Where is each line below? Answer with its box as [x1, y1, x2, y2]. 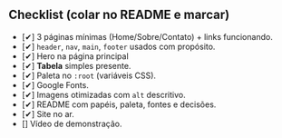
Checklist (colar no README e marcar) [8, 7, 230, 23]
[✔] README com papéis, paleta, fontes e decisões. [21, 99, 217, 110]
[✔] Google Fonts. [21, 79, 90, 90]
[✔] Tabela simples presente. [21, 60, 131, 71]
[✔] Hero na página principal [21, 50, 129, 62]
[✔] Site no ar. [21, 108, 74, 119]
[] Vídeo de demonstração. [21, 118, 122, 129]
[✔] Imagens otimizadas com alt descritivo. [21, 89, 187, 100]
